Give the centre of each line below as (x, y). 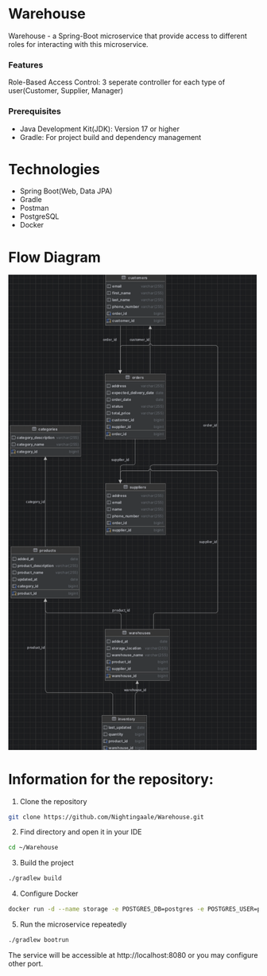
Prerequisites (35, 111)
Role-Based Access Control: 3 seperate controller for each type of (117, 82)
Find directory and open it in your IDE (81, 832)
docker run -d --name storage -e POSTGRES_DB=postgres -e (106, 909)
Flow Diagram (54, 257)
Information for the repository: (111, 779)
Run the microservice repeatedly (73, 924)
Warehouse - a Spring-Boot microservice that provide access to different (128, 36)
